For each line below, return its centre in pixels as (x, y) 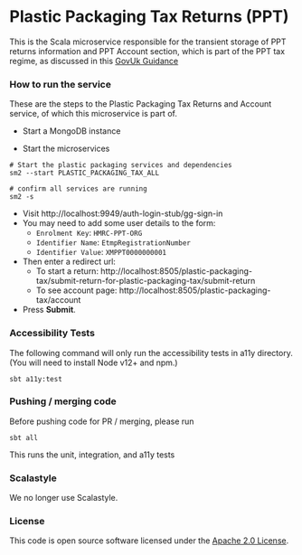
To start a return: (67, 271)
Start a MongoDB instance (71, 131)
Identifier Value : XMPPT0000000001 (101, 252)
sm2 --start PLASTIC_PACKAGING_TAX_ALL (85, 174)
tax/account (58, 300)
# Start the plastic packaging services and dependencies (121, 165)
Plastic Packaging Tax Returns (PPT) (149, 17)
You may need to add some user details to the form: (119, 223)
